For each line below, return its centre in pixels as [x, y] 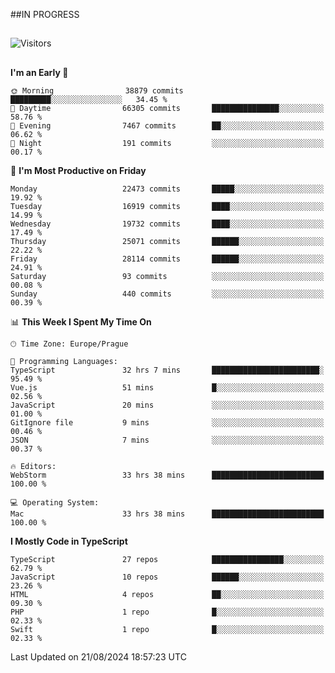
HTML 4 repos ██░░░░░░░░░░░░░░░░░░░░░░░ [167, 594]
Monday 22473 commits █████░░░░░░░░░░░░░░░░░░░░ [167, 189]
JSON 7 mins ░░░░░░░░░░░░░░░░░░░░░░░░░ [167, 440]
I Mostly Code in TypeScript [69, 541]
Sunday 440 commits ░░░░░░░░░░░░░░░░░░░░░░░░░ [167, 294]
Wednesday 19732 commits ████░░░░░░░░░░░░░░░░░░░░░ [167, 224]
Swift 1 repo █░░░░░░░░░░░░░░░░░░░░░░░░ [167, 629]
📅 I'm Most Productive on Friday [78, 170]
